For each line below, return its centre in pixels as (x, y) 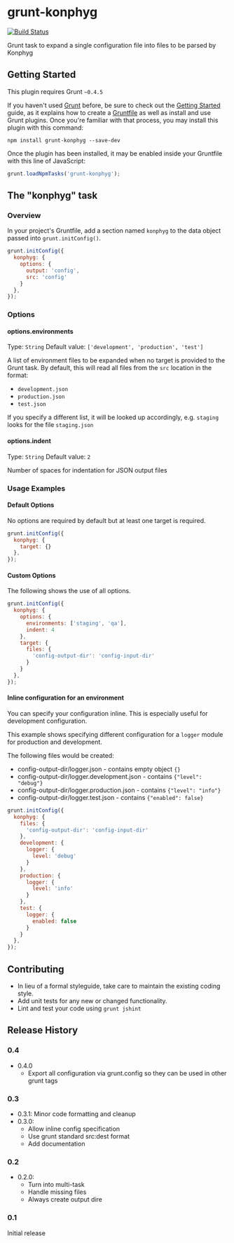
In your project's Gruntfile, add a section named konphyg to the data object (114, 231)
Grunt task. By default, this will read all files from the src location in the (110, 368)
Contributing (36, 969)
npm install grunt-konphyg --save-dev (64, 140)
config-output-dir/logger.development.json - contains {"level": (110, 776)
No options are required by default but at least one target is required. (106, 520)
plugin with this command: (46, 128)
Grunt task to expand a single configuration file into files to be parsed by (112, 45)
